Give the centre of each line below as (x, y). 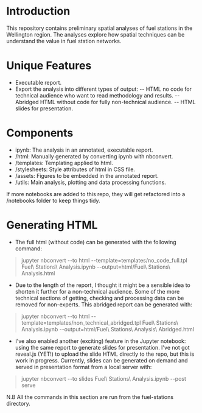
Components (40, 133)
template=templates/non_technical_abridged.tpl (81, 323)
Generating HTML (52, 225)
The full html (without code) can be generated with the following (96, 242)
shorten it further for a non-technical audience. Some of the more (97, 291)
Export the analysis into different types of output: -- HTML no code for (103, 89)
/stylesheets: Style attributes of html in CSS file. (75, 169)
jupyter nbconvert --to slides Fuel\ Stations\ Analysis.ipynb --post (104, 378)
